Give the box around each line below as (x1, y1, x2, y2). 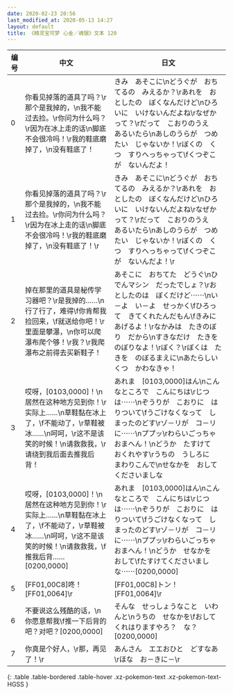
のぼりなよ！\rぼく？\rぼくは (114, 343, 208, 352)
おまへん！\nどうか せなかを (114, 546, 212, 556)
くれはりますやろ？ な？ (114, 623, 198, 632)
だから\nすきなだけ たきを (128, 332, 218, 342)
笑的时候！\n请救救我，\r (25, 439, 107, 449)
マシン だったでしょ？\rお (128, 280, 217, 290)
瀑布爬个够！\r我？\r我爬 (25, 338, 105, 347)
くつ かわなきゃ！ (114, 363, 177, 373)
